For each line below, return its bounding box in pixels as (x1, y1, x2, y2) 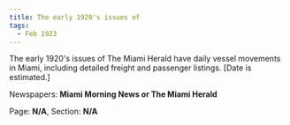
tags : (9, 21, 29, 30)
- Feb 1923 (17, 29, 57, 38)
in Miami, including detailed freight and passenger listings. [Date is (9, 62, 252, 73)
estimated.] (9, 72, 50, 83)
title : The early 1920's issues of (9, 12, 141, 22)
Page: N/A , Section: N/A (9, 107, 98, 117)
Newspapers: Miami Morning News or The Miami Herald (9, 89, 218, 99)
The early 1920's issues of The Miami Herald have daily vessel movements (9, 54, 281, 64)
